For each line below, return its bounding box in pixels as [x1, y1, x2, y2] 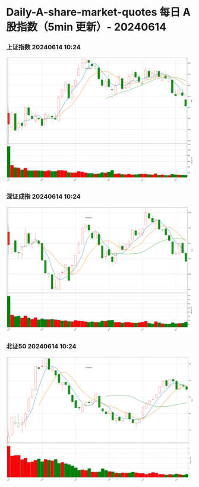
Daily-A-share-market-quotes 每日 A [6, 5, 191, 19]
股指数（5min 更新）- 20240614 [6, 20, 167, 34]
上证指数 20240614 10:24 [6, 43, 81, 51]
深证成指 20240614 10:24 [6, 193, 81, 201]
